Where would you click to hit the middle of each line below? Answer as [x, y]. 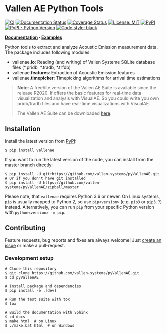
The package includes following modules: [48, 52]
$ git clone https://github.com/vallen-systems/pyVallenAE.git [72, 273]
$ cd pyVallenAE [22, 277]
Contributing [25, 228]
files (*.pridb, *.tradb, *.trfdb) [42, 67]
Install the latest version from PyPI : [41, 141]
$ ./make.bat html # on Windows [40, 325]
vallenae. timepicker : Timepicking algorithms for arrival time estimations [86, 78]
